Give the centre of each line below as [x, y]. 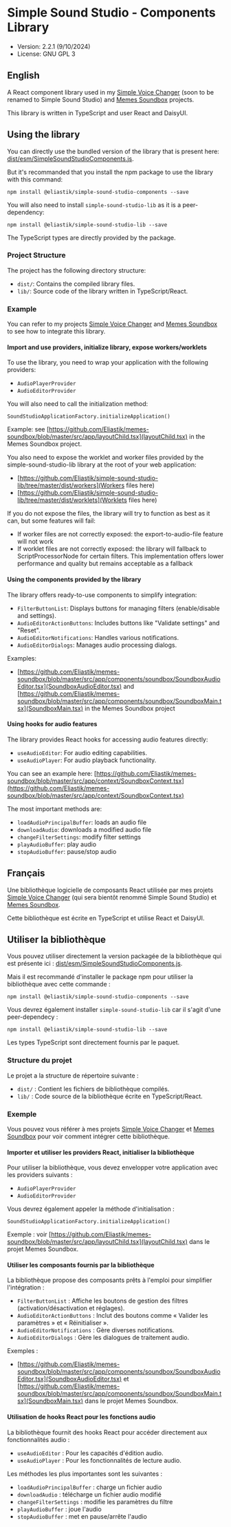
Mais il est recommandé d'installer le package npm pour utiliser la [100, 977]
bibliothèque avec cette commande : [59, 984]
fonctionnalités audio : [38, 1439]
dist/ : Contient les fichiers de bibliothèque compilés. [93, 1089]
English [23, 76]
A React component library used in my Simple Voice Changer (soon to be [111, 92]
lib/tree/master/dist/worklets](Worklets [72, 500]
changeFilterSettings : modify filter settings [79, 837]
